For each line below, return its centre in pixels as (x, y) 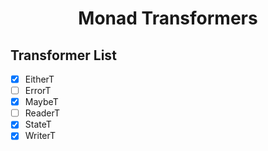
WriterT (40, 136)
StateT (38, 124)
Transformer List (63, 55)
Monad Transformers (168, 18)
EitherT (39, 79)
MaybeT (41, 102)
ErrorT (38, 91)
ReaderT (42, 113)
